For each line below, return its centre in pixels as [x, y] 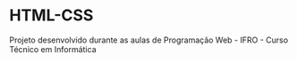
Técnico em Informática [53, 49]
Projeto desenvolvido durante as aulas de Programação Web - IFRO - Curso [149, 40]
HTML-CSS [51, 15]
